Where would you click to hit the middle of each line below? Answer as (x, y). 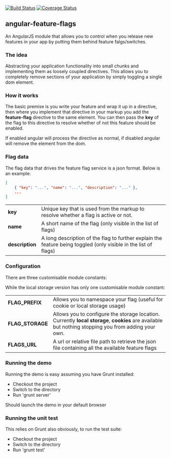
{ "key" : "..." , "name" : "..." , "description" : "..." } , (76, 187)
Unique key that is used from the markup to (93, 209)
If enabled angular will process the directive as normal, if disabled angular (83, 138)
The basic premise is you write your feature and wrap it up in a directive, (81, 107)
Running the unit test (32, 418)
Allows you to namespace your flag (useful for (108, 299)
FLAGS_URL (22, 345)
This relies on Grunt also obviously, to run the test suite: (64, 429)
